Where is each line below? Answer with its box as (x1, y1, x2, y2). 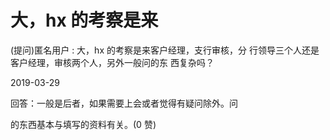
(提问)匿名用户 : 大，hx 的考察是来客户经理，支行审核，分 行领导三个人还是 (10, 44, 320, 56)
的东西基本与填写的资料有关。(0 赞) (10, 118, 157, 130)
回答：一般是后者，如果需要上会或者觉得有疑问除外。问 (10, 97, 238, 109)
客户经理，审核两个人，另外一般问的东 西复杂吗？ (10, 56, 215, 68)
